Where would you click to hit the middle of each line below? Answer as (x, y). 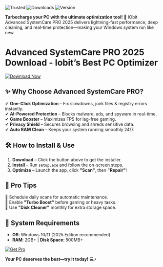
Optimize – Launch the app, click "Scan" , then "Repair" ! (69, 170)
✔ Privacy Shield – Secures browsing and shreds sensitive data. (70, 124)
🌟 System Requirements (42, 223)
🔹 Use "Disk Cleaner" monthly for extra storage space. (61, 207)
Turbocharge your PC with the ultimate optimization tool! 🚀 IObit (71, 17)
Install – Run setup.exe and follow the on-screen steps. (68, 165)
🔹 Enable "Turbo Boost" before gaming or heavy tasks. (61, 202)
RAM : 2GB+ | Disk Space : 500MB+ (48, 240)
